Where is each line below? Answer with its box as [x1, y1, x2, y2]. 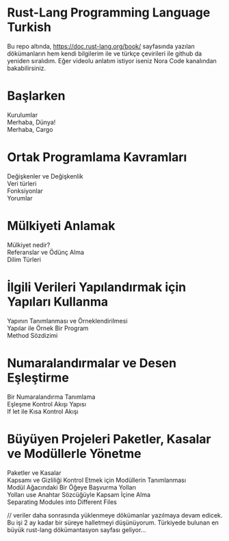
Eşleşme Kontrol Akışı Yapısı [7, 400, 87, 408]
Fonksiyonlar [7, 187, 43, 195]
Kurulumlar [7, 111, 38, 119]
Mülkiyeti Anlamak [7, 218, 116, 233]
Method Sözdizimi [7, 331, 58, 339]
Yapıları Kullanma [7, 294, 109, 310]
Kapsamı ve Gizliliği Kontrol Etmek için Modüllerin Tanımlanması [7, 476, 187, 484]
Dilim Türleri [7, 255, 41, 264]
